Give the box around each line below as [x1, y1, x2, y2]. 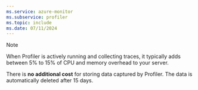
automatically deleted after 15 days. [6, 77, 94, 84]
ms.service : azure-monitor [6, 8, 73, 15]
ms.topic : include [6, 20, 52, 25]
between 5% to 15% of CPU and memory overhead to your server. [6, 59, 169, 66]
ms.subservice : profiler [6, 14, 68, 20]
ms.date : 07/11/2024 [6, 25, 58, 31]
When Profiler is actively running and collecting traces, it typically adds [6, 53, 181, 60]
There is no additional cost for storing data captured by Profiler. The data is [6, 70, 193, 78]
